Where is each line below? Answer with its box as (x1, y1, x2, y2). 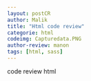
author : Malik (7, 16, 48, 23)
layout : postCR (7, 10, 51, 17)
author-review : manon (7, 42, 70, 49)
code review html (7, 67, 57, 76)
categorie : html (7, 29, 54, 36)
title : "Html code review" (7, 23, 85, 30)
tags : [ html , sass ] (7, 49, 63, 56)
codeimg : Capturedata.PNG (7, 36, 81, 43)
